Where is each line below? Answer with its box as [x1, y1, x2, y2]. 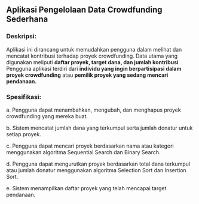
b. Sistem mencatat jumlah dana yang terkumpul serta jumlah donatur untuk [6, 124, 193, 131]
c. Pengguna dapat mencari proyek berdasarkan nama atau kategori [6, 142, 174, 149]
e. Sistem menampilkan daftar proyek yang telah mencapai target [6, 184, 167, 191]
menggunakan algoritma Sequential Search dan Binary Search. [6, 148, 161, 155]
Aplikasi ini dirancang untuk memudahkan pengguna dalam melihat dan [6, 46, 182, 53]
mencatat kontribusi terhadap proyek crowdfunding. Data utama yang [6, 52, 178, 59]
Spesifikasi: [6, 92, 42, 101]
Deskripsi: [6, 32, 37, 41]
